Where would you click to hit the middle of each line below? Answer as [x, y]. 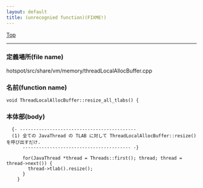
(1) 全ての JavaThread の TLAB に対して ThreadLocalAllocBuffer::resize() [104, 136]
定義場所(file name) [35, 57]
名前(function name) [37, 87]
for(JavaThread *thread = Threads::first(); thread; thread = [102, 158]
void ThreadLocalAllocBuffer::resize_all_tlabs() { [72, 100]
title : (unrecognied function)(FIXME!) [56, 18]
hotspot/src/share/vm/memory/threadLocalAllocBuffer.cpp [79, 71]
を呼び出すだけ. [24, 143]
